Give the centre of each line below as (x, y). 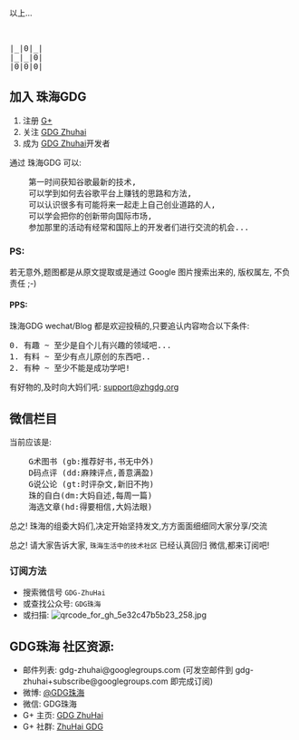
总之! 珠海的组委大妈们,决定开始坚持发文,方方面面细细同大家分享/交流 (139, 526)
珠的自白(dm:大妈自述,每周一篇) (91, 496)
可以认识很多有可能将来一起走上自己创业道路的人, (122, 204)
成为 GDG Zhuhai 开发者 (66, 143)
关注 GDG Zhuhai (54, 131)
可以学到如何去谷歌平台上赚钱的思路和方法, (111, 193)
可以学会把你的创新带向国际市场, (91, 216)
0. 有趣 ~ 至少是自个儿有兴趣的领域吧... (91, 346)
